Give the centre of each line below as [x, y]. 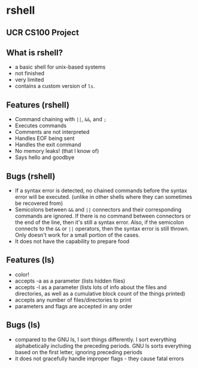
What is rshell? [35, 52]
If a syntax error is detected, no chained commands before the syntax [101, 191]
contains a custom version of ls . [55, 86]
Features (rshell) [38, 105]
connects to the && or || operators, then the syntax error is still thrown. [102, 229]
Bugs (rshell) [31, 176]
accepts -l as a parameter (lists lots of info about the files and [91, 287]
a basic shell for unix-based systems [60, 67]
